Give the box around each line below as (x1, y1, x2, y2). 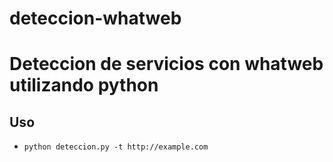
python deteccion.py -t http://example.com (23, 142, 209, 152)
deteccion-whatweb (9, 7, 182, 30)
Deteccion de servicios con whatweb (9, 53, 324, 76)
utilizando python (9, 74, 159, 97)
